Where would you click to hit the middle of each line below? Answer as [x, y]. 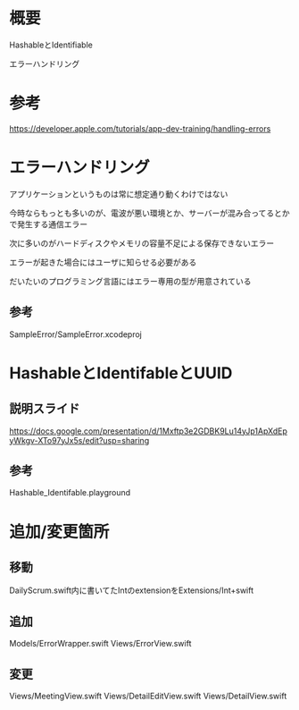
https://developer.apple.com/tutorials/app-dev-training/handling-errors [140, 128]
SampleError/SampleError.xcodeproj [76, 334]
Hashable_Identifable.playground [70, 493]
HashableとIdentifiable [51, 45]
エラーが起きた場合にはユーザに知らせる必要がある [103, 262]
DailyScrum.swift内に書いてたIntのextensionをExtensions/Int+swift [132, 590]
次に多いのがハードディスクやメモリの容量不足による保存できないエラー [142, 243]
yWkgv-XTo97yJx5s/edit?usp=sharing [79, 440]
